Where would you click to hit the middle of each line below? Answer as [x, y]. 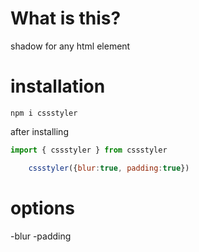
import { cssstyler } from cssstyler [89, 150]
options [42, 208]
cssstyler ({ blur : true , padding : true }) [109, 168]
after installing [39, 131]
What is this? [66, 18]
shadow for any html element [70, 46]
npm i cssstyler [44, 113]
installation [58, 86]
